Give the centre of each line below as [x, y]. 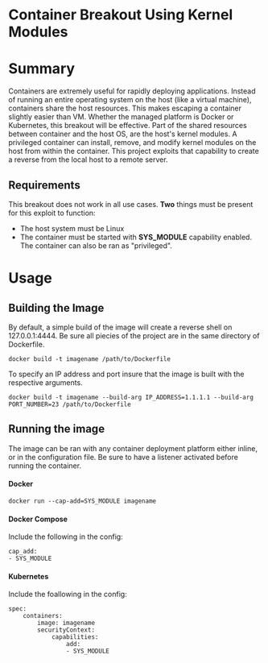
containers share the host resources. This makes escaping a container [125, 108]
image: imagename [66, 623]
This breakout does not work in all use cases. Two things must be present [131, 204]
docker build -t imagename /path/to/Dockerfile [90, 359]
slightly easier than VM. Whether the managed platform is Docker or [121, 117]
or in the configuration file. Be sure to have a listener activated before [124, 457]
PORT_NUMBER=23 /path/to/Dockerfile [70, 404]
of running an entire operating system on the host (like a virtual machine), [130, 100]
